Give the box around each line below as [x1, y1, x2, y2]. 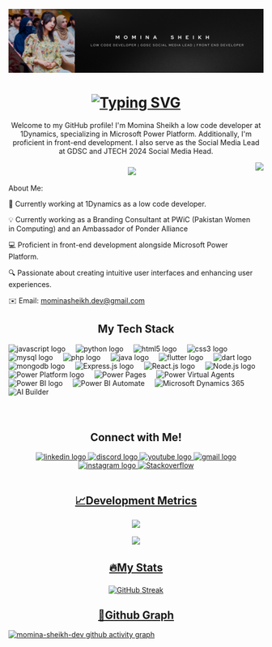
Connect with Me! [90, 431, 182, 444]
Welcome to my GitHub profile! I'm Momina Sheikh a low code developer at [11, 120, 261, 130]
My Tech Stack [97, 322, 175, 336]
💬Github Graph [98, 608, 174, 622]
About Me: [8, 183, 44, 193]
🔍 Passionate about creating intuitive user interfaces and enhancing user [8, 268, 253, 277]
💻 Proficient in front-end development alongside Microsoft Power [8, 240, 228, 250]
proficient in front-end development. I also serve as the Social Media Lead [12, 137, 260, 147]
